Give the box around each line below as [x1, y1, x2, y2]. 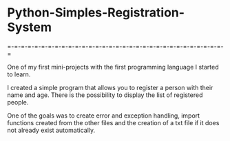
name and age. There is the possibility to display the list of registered [7, 91, 203, 99]
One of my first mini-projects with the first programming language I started [7, 63, 219, 71]
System [7, 19, 52, 35]
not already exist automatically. [7, 126, 96, 134]
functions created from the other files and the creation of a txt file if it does [7, 118, 220, 127]
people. [7, 98, 29, 106]
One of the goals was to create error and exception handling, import [7, 111, 200, 120]
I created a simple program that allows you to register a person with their [7, 83, 213, 91]
